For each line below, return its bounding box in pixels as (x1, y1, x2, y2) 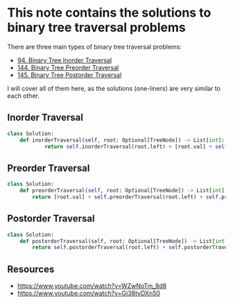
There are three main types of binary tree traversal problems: (7, 42, 182, 51)
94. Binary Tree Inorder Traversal (17, 56, 112, 64)
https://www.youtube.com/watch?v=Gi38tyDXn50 (17, 289, 161, 298)
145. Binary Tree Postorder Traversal (17, 71, 122, 79)
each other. (7, 92, 40, 100)
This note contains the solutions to (7, 5, 212, 21)
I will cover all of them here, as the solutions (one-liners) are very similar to (7, 84, 221, 92)
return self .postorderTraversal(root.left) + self (32, 244, 182, 251)
